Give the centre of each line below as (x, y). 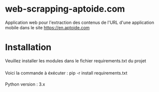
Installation (28, 47)
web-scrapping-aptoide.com (65, 9)
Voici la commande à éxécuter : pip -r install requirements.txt (66, 73)
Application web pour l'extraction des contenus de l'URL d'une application (80, 22)
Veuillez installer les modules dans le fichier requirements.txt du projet (76, 61)
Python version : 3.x (25, 84)
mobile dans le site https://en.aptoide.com (48, 27)
